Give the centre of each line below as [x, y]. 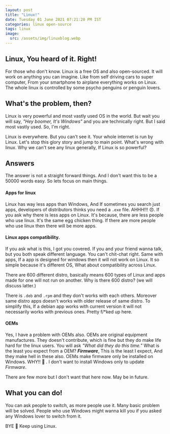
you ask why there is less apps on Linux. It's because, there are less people [84, 215]
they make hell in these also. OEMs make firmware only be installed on [79, 356]
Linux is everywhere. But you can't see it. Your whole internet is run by [79, 137]
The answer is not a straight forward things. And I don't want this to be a [81, 176]
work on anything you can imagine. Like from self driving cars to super [79, 76]
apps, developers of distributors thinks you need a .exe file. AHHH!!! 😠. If [82, 209]
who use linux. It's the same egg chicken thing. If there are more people [81, 220]
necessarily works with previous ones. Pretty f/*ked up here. [69, 312]
